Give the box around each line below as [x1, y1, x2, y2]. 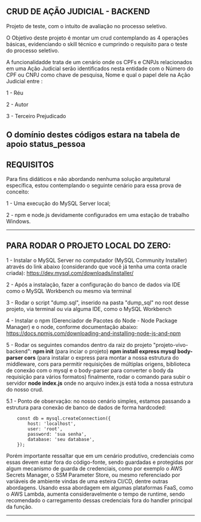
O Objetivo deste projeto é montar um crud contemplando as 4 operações [6, 34, 188, 41]
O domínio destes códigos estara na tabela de [6, 130, 181, 140]
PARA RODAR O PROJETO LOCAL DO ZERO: [6, 241, 171, 251]
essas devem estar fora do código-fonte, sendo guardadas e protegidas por [6, 458, 194, 466]
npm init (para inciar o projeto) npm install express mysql [32, 348, 176, 355]
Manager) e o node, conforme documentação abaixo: [6, 323, 138, 330]
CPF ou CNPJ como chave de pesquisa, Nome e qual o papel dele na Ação [6, 71, 190, 79]
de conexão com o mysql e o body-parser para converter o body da [6, 367, 173, 374]
